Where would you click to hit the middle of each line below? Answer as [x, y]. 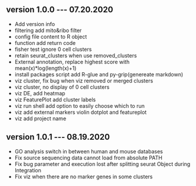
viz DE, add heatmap [40, 93]
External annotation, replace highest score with [72, 62]
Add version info [35, 24]
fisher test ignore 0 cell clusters [53, 49]
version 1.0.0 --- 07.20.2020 [60, 10]
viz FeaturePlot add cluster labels [55, 100]
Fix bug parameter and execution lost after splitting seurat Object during [102, 164]
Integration [28, 170]
